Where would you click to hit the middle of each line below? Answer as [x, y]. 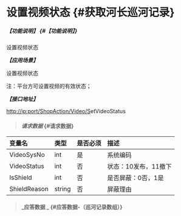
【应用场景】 [22, 60]
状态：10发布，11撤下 [139, 167]
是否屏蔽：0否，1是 [135, 178]
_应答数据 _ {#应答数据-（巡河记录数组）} [72, 207]
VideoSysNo [27, 155]
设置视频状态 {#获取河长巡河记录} [90, 12]
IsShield [21, 178]
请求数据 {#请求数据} [47, 126]
